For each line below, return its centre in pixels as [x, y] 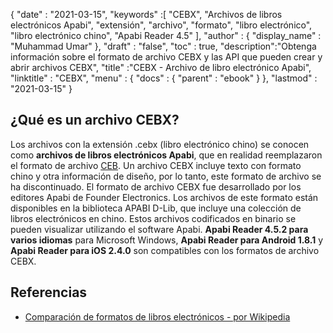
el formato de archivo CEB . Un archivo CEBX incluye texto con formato [156, 165]
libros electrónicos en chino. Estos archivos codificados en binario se [153, 218]
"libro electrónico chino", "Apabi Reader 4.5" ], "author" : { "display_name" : [166, 35]
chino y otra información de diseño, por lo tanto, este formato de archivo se [166, 176]
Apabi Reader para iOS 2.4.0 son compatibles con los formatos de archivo [165, 250]
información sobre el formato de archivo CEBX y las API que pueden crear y [166, 57]
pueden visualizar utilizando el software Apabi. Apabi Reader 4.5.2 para [159, 229]
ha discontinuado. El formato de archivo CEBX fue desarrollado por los [156, 186]
